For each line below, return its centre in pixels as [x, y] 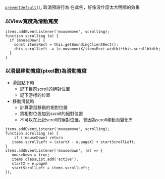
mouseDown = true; [31, 155]
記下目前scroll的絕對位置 [45, 89]
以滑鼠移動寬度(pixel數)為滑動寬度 [46, 71]
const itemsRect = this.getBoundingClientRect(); [66, 45]
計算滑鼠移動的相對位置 [44, 107]
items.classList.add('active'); [45, 159]
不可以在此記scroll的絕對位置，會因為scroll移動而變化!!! [76, 119]
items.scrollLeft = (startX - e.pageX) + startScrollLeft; [74, 142]
